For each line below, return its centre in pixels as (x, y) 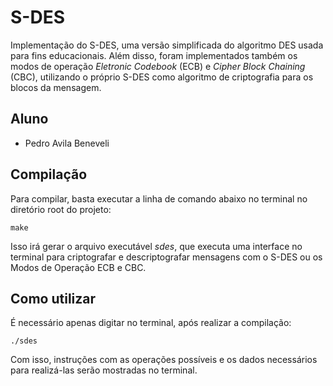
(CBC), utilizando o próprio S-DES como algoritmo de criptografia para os (162, 77)
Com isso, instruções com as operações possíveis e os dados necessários (164, 360)
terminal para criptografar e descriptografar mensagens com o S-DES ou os (166, 257)
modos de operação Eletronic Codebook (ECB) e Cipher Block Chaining (158, 66)
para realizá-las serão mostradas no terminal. (104, 370)
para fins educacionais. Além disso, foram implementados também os (154, 55)
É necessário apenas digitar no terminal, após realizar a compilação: (151, 323)
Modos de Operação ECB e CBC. (78, 267)
